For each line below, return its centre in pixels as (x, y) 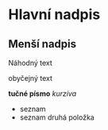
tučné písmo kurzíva (42, 94)
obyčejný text (31, 78)
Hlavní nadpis (54, 15)
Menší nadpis (42, 44)
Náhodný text (31, 63)
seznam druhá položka (57, 117)
